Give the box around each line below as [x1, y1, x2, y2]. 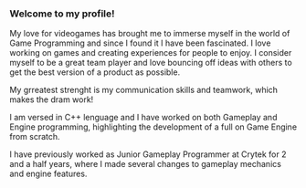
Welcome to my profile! [9, 7, 116, 20]
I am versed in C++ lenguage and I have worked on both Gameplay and [9, 112, 278, 123]
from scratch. [9, 131, 61, 142]
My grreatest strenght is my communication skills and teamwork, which [9, 85, 279, 96]
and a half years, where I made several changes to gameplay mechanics [9, 159, 281, 170]
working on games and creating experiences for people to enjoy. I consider [9, 47, 292, 58]
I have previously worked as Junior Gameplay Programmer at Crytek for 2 [9, 149, 287, 160]
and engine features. [9, 168, 88, 180]
